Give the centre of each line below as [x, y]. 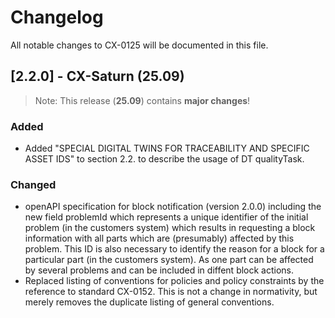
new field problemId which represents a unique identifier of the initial [166, 217]
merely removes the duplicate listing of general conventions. [149, 302]
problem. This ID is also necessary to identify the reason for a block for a [174, 249]
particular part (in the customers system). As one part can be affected [169, 260]
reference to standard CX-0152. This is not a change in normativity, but [171, 292]
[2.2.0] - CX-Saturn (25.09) [97, 76]
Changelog [57, 17]
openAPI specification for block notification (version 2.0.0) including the [173, 207]
